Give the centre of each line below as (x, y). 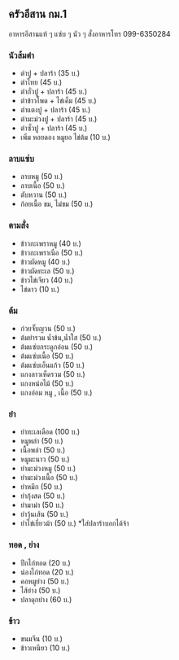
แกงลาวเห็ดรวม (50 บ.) (52, 374)
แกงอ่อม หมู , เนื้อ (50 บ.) (56, 392)
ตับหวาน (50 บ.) (44, 195)
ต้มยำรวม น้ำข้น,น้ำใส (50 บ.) (61, 337)
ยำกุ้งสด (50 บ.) (43, 496)
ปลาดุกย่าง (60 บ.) (46, 599)
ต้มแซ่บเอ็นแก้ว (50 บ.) (52, 365)
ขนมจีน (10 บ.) (41, 638)
